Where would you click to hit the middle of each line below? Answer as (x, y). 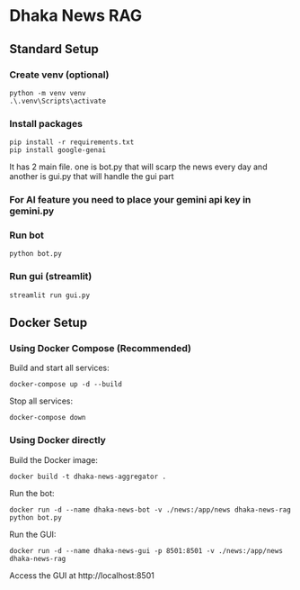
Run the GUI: (33, 534)
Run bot (27, 235)
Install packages (46, 123)
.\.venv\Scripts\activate (57, 101)
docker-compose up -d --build (66, 385)
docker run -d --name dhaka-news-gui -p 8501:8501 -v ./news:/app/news (146, 550)
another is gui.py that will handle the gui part (92, 177)
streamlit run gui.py (50, 295)
